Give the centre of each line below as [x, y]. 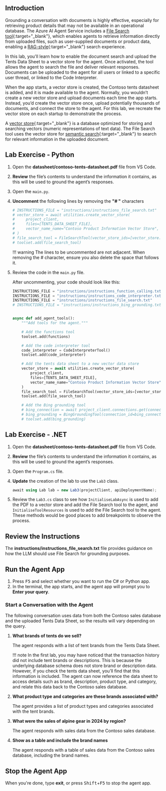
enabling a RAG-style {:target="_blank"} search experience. [66, 46]
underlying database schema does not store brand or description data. [84, 666]
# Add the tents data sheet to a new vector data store [80, 364]
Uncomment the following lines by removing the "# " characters [78, 201]
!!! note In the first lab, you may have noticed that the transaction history [86, 655]
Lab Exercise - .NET [36, 435]
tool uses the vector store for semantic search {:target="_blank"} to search [81, 133]
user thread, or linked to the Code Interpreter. [52, 77]
